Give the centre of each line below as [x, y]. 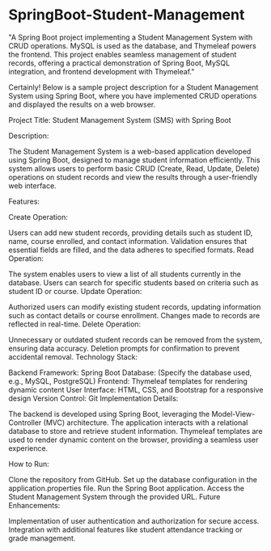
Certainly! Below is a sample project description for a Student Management [133, 87]
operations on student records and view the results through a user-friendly [133, 177]
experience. [28, 448]
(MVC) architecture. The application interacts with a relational [146, 423]
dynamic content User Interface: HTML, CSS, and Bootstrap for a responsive [136, 389]
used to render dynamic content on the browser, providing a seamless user [133, 440]
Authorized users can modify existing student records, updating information [135, 307]
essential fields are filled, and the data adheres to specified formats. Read [131, 250]
